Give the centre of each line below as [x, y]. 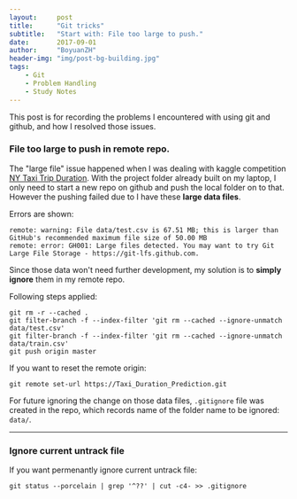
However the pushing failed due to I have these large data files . [125, 197]
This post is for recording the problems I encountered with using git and [140, 117]
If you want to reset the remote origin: [78, 368]
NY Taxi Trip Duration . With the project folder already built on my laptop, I [143, 177]
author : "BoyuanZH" [53, 51]
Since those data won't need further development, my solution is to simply [145, 269]
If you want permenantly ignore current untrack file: [103, 470]
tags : [19, 67]
